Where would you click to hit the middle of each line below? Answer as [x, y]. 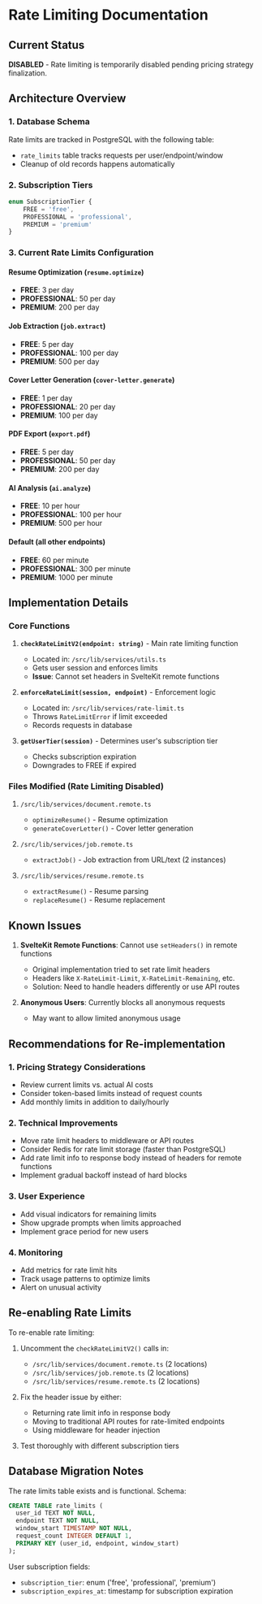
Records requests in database [82, 726]
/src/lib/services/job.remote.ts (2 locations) [110, 1372]
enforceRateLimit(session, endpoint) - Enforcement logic [118, 692]
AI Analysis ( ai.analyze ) [50, 488]
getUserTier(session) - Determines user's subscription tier [119, 741]
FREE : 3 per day [47, 290]
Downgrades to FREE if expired [84, 765]
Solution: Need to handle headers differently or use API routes [136, 987]
